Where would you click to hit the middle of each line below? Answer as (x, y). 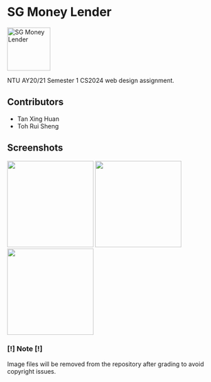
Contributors (36, 102)
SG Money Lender (60, 12)
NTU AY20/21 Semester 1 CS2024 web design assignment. (91, 80)
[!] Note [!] (25, 349)
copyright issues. (32, 371)
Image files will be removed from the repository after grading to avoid (106, 364)
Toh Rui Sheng (38, 126)
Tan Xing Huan (38, 119)
